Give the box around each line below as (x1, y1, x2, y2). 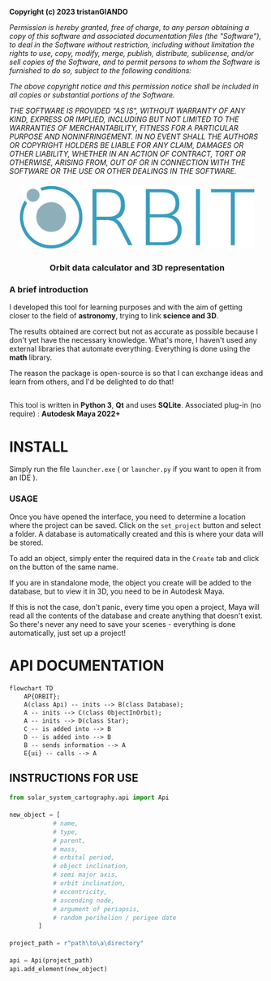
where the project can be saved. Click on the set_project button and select (9, 520, 261, 530)
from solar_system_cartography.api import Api (9, 793, 170, 802)
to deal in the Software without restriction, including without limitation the (9, 40, 255, 50)
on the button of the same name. (9, 562, 118, 572)
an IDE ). (9, 473, 38, 482)
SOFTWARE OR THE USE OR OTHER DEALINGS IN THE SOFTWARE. (9, 166, 237, 175)
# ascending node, (52, 897, 115, 905)
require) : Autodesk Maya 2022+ (9, 409, 121, 419)
